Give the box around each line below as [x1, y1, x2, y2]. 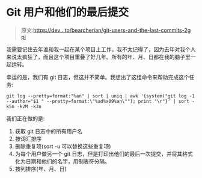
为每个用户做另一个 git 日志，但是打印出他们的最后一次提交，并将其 [14, 150, 183, 157]
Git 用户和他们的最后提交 [6, 5, 129, 19]
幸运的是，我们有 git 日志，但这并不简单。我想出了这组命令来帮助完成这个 [6, 73, 189, 81]
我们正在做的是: [6, 115, 45, 122]
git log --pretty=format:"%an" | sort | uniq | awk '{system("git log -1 [6, 93, 195, 99]
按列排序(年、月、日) [14, 165, 67, 172]
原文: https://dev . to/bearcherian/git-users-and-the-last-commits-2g [20, 26, 191, 34]
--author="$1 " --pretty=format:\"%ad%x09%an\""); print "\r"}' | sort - [6, 98, 195, 104]
